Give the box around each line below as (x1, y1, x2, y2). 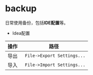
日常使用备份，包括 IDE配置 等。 (5, 20, 68, 25)
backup (5, 3, 37, 14)
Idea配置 (12, 30, 31, 36)
